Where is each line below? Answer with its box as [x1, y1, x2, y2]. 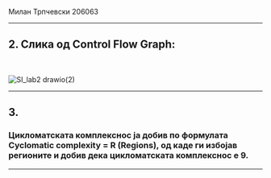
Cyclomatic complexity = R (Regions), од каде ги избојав [8, 140, 238, 151]
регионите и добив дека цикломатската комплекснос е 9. [8, 150, 248, 161]
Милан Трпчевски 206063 [8, 7, 99, 16]
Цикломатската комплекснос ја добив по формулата [8, 130, 228, 141]
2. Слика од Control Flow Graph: [8, 38, 176, 52]
